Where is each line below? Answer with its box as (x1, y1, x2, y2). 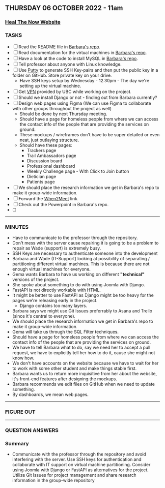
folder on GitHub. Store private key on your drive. (12, 72, 112, 78)
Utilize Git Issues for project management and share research (12, 472, 137, 478)
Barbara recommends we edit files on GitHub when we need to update (12, 381, 155, 387)
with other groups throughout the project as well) (12, 105, 112, 111)
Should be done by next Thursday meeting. (19, 111, 107, 117)
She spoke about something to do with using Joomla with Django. (12, 281, 145, 287)
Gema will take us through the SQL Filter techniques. (12, 329, 119, 335)
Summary (5, 440, 29, 447)
